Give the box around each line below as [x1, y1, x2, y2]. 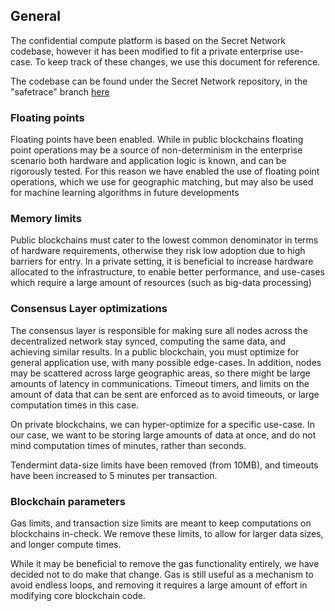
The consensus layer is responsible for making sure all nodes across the [10, 324, 308, 336]
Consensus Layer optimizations [10, 302, 168, 316]
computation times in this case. [10, 399, 140, 411]
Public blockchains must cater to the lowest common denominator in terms [10, 234, 319, 246]
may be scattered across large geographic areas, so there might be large [10, 367, 311, 379]
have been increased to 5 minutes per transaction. [10, 469, 218, 481]
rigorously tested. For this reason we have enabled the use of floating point [10, 165, 320, 178]
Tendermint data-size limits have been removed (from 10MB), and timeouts [10, 459, 319, 471]
